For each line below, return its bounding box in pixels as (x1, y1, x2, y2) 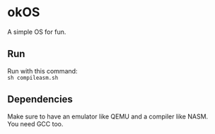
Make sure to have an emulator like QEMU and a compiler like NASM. (7, 112, 209, 121)
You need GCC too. (7, 119, 64, 128)
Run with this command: (7, 66, 78, 75)
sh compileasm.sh (7, 74, 59, 81)
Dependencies (7, 93, 73, 106)
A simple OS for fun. (7, 28, 66, 36)
